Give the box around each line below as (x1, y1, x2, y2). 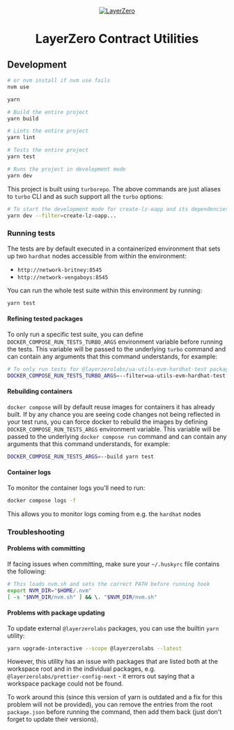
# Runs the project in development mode (7, 166, 127, 173)
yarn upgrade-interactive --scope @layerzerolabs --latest (7, 644, 182, 652)
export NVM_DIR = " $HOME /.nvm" (7, 587, 92, 594)
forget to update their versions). (7, 715, 99, 724)
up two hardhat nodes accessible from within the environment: (7, 251, 187, 260)
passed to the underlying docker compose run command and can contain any (7, 432, 227, 441)
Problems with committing (7, 544, 86, 553)
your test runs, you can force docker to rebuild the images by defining (7, 418, 208, 426)
